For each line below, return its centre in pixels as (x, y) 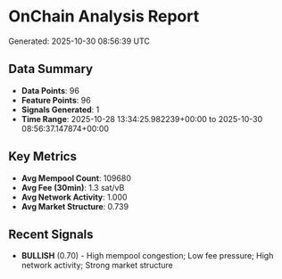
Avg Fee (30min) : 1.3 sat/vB (73, 187)
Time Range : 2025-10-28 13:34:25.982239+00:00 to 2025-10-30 (142, 119)
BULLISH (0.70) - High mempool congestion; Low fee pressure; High (147, 256)
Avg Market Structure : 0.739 (75, 206)
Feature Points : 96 (56, 100)
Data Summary (51, 69)
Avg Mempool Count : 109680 (76, 178)
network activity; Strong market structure (97, 266)
